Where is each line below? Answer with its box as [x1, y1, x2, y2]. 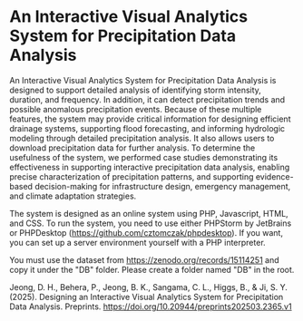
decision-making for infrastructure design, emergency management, [34, 180, 291, 191]
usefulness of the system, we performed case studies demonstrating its [9, 151, 279, 162]
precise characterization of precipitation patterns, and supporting [9, 170, 254, 182]
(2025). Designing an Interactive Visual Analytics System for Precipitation [9, 291, 284, 302]
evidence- [255, 170, 294, 182]
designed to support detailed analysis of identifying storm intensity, [9, 84, 261, 95]
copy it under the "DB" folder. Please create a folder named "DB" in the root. [9, 264, 295, 275]
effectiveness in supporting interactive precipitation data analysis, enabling [9, 161, 290, 172]
